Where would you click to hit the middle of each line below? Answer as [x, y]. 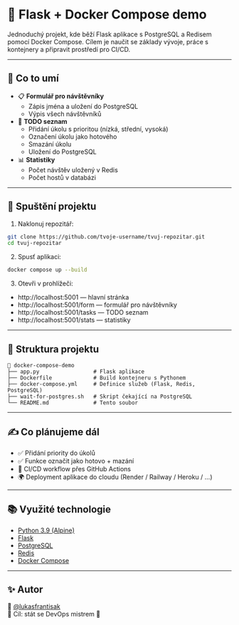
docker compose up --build [47, 270]
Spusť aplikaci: [39, 257]
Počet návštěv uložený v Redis [73, 169]
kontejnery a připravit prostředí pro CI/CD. [69, 49]
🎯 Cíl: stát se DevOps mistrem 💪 [54, 614]
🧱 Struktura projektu [53, 349]
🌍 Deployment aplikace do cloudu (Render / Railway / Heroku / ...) [115, 477]
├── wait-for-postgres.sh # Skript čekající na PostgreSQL [100, 396]
